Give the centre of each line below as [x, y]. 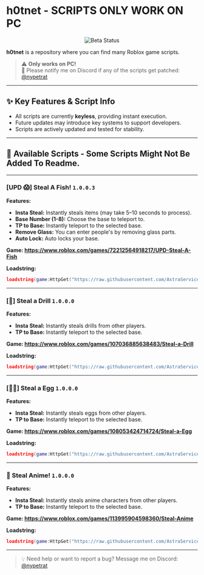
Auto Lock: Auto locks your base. [57, 238]
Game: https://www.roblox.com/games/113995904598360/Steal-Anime [100, 519]
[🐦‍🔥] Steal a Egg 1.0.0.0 [42, 388]
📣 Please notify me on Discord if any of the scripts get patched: [100, 70]
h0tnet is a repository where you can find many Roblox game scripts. [93, 52]
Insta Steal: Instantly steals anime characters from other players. [96, 500]
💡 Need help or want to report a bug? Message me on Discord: [100, 559]
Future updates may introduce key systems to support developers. [98, 123]
